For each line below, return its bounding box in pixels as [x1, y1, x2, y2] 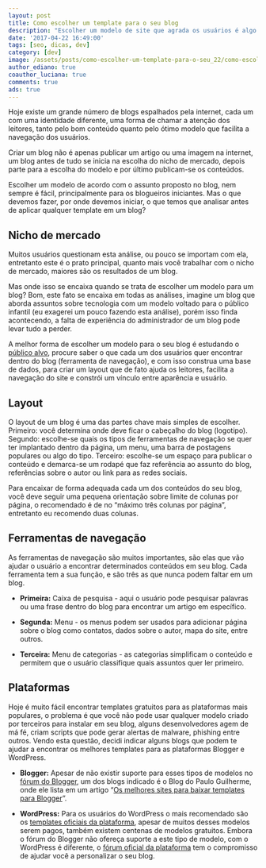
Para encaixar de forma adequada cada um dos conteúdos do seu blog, [8, 484, 243, 492]
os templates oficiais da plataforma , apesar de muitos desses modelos [19, 817, 250, 827]
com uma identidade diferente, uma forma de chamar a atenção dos [8, 116, 230, 125]
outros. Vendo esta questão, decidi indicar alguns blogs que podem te [8, 735, 237, 745]
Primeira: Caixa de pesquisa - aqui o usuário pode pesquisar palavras [19, 593, 249, 603]
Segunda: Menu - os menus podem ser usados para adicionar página [19, 617, 248, 627]
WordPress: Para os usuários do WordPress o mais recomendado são [19, 808, 249, 818]
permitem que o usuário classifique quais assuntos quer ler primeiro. [19, 658, 245, 667]
